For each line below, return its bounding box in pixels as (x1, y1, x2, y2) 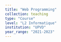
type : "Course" (5, 16, 36, 21)
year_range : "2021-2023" (5, 29, 55, 34)
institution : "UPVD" (5, 25, 47, 30)
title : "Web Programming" (5, 7, 57, 12)
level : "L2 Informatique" (5, 20, 57, 26)
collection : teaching (5, 12, 49, 16)
